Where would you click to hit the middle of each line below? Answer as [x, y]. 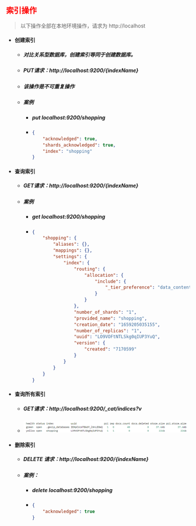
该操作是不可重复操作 [49, 86]
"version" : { [90, 343]
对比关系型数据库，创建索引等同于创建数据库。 [79, 55]
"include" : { [111, 281]
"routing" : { [90, 269]
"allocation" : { [104, 275]
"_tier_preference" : [130, 288]
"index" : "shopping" [68, 151]
